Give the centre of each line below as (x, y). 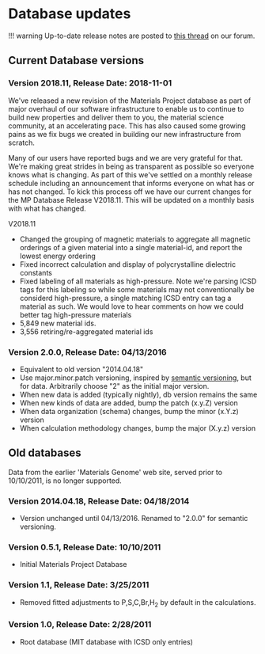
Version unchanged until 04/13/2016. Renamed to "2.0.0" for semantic (134, 519)
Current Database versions (76, 61)
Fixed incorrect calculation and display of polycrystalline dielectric (128, 264)
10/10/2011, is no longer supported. (65, 481)
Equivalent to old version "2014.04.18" (81, 369)
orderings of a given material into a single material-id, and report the (131, 247)
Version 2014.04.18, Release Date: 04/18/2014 (99, 501)
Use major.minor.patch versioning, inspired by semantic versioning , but (135, 378)
